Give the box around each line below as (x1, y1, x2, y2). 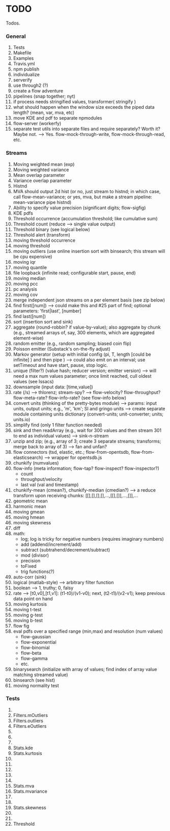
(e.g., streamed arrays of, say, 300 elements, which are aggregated (13, 329, 155, 335)
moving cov (13, 291, 38, 297)
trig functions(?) (20, 568, 55, 574)
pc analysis (13, 286, 37, 292)
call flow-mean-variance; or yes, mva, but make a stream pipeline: (13, 194, 152, 200)
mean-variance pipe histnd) (13, 199, 72, 205)
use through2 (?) (13, 82, 48, 88)
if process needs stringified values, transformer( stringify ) (13, 99, 136, 105)
